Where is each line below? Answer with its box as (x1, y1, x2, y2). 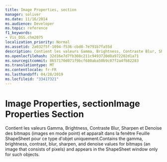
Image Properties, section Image (5, 98, 140, 109)
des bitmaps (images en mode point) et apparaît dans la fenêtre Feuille (5, 130, 150, 136)
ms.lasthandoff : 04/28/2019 (5, 72, 64, 77)
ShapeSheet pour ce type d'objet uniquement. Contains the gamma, (5, 135, 143, 142)
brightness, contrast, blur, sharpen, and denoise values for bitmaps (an (5, 141, 151, 147)
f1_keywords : (5, 30, 32, 35)
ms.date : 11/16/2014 (5, 16, 48, 21)
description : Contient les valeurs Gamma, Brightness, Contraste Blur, (5, 49, 157, 54)
